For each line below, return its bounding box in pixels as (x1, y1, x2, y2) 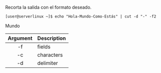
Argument (8, 35, 33, 42)
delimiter (37, 60, 58, 66)
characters (37, 51, 63, 58)
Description (37, 35, 66, 42)
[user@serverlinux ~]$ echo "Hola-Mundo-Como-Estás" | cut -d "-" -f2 (5, 14, 156, 19)
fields (37, 43, 51, 50)
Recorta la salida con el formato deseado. (5, 5, 92, 10)
